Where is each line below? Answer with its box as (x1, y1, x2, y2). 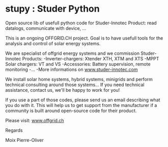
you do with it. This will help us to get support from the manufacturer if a (5, 102, 157, 108)
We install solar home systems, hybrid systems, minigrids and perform (5, 76, 153, 82)
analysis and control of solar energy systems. (5, 40, 101, 46)
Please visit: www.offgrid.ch (5, 117, 65, 123)
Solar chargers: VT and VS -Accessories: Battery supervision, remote (5, 61, 151, 67)
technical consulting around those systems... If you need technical (5, 82, 145, 88)
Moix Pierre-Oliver (5, 137, 44, 143)
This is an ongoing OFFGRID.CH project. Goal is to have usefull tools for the (5, 35, 163, 41)
